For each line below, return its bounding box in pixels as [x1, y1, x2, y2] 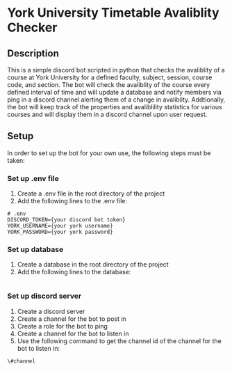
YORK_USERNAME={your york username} [7, 223, 113, 230]
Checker [7, 19, 58, 35]
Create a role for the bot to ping [17, 322, 108, 330]
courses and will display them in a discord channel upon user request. [7, 110, 208, 118]
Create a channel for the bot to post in [17, 315, 126, 323]
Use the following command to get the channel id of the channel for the [17, 336, 222, 345]
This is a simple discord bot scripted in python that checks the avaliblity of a [7, 66, 225, 74]
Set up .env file [7, 173, 59, 183]
